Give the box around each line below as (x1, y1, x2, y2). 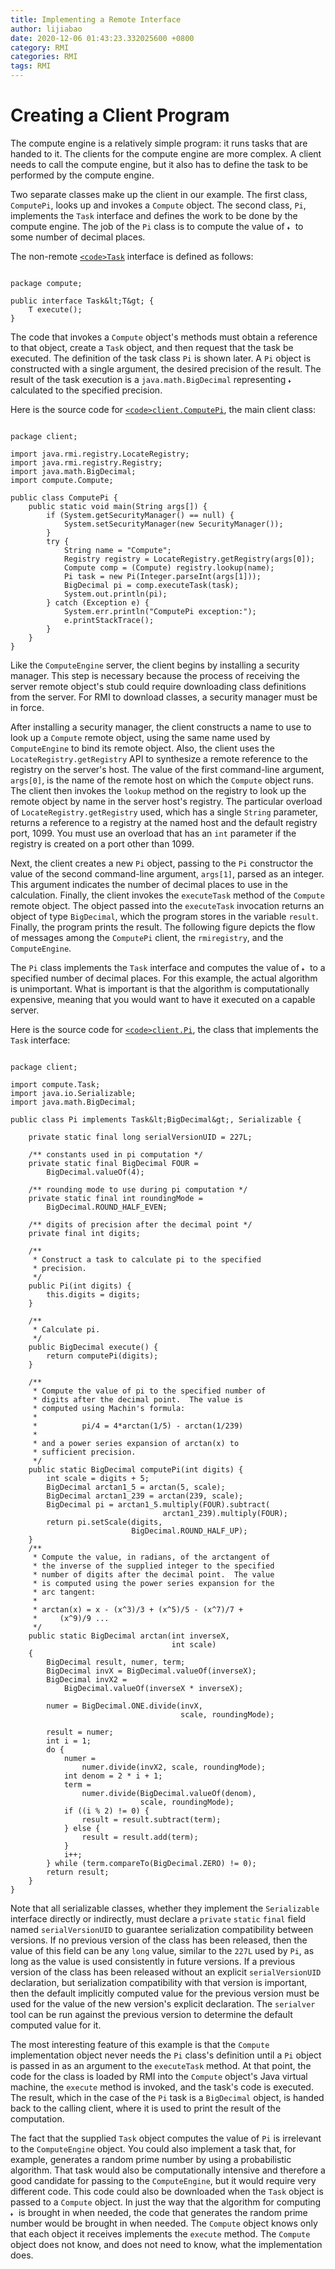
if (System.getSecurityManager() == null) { (46, 510, 235, 520)
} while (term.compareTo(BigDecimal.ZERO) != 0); (46, 1858, 257, 1868)
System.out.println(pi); (63, 589, 168, 599)
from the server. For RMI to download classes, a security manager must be (10, 691, 318, 703)
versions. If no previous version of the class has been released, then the (10, 1934, 308, 1946)
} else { (63, 1823, 101, 1833)
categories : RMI (10, 52, 78, 62)
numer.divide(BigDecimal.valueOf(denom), (81, 1788, 257, 1798)
